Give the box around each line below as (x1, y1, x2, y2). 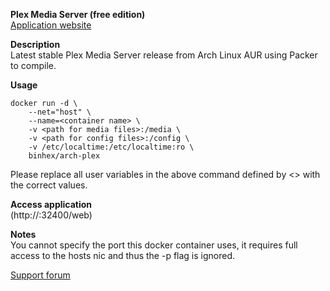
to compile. (10, 60, 57, 71)
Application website (10, 19, 92, 31)
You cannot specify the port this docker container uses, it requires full (10, 239, 298, 251)
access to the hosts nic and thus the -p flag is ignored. (10, 250, 236, 261)
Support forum (10, 269, 71, 281)
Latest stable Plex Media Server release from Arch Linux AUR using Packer (10, 49, 318, 61)
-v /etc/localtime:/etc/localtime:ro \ (28, 142, 195, 152)
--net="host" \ (28, 107, 92, 117)
